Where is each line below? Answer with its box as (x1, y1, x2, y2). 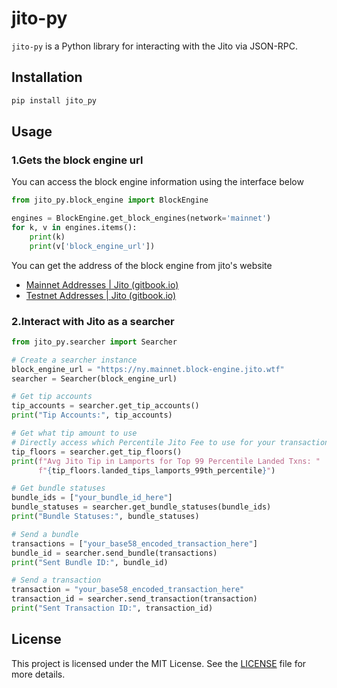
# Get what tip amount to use (11, 428, 138, 439)
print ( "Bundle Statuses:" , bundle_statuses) (11, 512, 200, 522)
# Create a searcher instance (11, 355, 138, 365)
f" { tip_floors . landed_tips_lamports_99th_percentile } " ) (37, 465, 276, 476)
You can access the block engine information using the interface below (11, 176, 304, 188)
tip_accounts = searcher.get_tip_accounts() (11, 401, 200, 411)
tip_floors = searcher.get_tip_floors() (11, 447, 183, 457)
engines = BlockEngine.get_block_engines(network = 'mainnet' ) (11, 213, 272, 224)
